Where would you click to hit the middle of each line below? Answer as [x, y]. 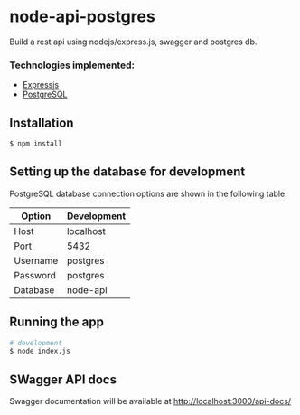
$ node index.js [40, 351]
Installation [42, 123]
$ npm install [36, 144]
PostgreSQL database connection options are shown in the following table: [148, 193]
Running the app [56, 322]
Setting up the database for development [127, 172]
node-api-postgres [82, 17]
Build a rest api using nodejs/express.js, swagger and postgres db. [133, 42]
